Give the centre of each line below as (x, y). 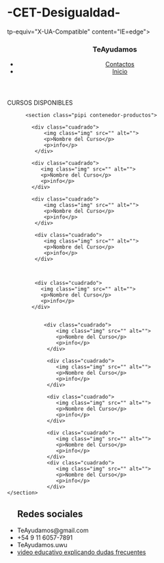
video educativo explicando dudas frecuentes (81, 552)
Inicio (120, 72)
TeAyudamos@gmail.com (53, 530)
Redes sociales (50, 514)
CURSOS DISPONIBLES (40, 103)
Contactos (120, 64)
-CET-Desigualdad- (64, 13)
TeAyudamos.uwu (42, 545)
